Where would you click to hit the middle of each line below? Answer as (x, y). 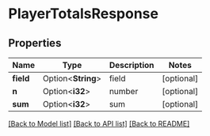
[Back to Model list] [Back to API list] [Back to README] (99, 124)
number (124, 91)
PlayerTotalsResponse (83, 14)
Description (132, 65)
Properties (35, 43)
